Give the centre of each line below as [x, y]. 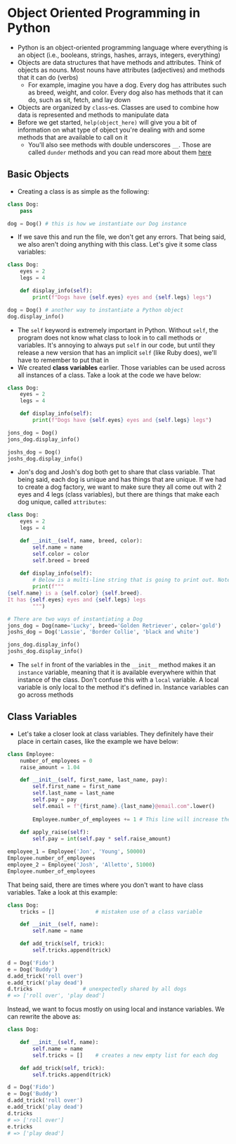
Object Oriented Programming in [104, 13]
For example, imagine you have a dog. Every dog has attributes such [127, 85]
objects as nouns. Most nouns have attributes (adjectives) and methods [121, 70]
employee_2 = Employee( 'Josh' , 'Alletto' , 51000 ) [81, 864]
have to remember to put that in [63, 360]
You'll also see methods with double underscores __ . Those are [120, 144]
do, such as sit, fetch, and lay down [79, 99]
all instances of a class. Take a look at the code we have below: [109, 375]
